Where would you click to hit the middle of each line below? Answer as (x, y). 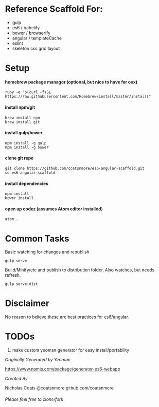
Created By (16, 379)
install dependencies (27, 183)
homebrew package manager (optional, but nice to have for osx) (71, 82)
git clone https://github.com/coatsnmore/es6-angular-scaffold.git (75, 168)
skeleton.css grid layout (36, 48)
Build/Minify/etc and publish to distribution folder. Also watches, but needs (80, 270)
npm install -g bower (27, 147)
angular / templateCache (37, 38)
